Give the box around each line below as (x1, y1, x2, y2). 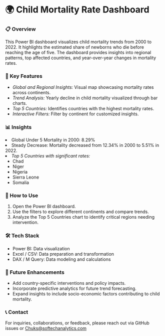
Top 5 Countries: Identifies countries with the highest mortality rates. (12, 105, 154, 111)
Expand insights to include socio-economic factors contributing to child (12, 290, 160, 296)
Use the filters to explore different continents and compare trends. (12, 209, 149, 215)
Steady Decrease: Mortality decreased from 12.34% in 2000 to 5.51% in (11, 142, 159, 148)
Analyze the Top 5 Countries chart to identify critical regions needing (12, 214, 155, 220)
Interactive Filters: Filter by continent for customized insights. (12, 111, 139, 117)
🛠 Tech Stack (5, 232, 39, 239)
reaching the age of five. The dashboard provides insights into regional (5, 50, 151, 56)
